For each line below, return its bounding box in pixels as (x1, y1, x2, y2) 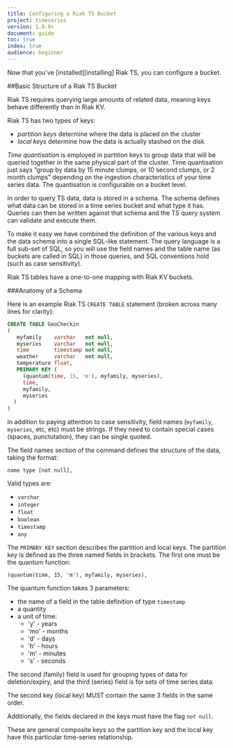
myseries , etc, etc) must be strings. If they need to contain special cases (7, 425, 214, 433)
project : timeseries (7, 17, 67, 24)
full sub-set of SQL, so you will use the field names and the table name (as (7, 244, 220, 253)
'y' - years (27, 620, 58, 628)
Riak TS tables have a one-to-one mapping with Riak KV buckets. (7, 273, 194, 281)
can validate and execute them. (7, 216, 97, 224)
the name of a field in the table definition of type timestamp (17, 597, 186, 606)
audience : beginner (7, 50, 64, 57)
